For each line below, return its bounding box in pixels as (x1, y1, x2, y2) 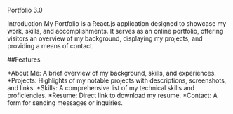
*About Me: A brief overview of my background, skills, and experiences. (7, 69, 216, 77)
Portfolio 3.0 (7, 6, 44, 14)
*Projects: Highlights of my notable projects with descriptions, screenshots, (7, 76, 227, 85)
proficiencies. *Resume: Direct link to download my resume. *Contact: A (7, 91, 218, 99)
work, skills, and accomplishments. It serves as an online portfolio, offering (7, 27, 224, 35)
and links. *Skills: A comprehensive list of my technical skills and (7, 84, 195, 92)
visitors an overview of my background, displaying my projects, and (7, 34, 203, 43)
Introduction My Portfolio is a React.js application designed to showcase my (7, 20, 227, 27)
